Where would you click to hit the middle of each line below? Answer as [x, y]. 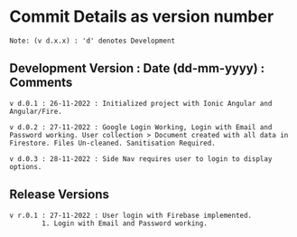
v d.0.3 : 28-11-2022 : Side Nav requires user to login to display [141, 159]
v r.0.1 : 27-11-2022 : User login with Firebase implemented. [131, 215]
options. [26, 166]
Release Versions [60, 195]
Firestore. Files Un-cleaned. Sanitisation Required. [113, 143]
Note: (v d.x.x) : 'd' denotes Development [93, 41]
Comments [41, 83]
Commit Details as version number [142, 17]
